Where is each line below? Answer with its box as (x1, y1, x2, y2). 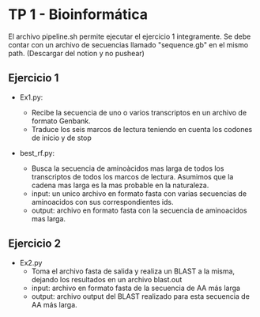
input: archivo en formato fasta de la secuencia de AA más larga (31, 283, 241, 292)
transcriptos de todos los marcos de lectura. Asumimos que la (31, 172, 234, 181)
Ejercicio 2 (8, 237, 62, 251)
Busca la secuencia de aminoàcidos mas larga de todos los (31, 164, 224, 173)
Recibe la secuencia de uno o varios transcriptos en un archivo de (31, 108, 247, 117)
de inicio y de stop (31, 133, 92, 142)
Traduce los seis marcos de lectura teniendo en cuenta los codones (31, 124, 253, 134)
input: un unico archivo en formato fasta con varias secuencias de (31, 188, 247, 198)
